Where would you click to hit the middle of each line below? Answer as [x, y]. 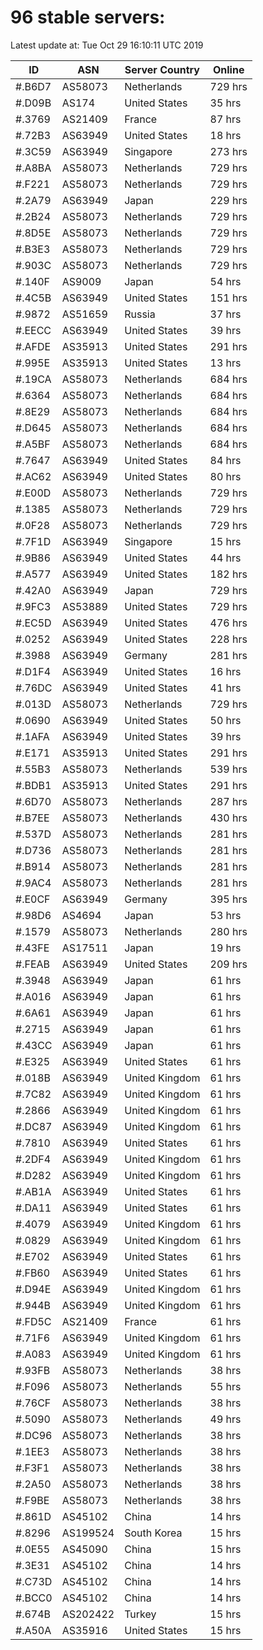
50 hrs [225, 720]
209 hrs [228, 964]
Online [228, 69]
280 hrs [228, 931]
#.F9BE [32, 1500]
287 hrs [228, 801]
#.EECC [33, 330]
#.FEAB [32, 964]
